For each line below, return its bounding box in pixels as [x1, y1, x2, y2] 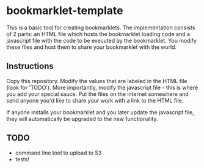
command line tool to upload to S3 [15, 149, 102, 156]
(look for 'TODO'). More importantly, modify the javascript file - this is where [6, 84, 199, 91]
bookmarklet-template [6, 4, 123, 18]
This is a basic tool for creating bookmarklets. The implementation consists [6, 24, 195, 31]
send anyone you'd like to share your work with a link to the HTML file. [6, 97, 184, 104]
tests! [15, 155, 29, 163]
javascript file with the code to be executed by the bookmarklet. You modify [6, 37, 197, 44]
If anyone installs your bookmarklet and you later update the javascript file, [6, 108, 194, 116]
